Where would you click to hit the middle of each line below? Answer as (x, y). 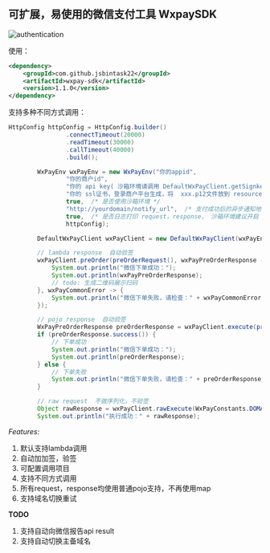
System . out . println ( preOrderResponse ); (118, 357)
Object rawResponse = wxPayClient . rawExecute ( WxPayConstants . (143, 409)
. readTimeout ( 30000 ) (100, 142)
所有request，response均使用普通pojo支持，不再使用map (115, 488)
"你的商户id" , (87, 179)
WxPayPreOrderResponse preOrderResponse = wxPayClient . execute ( (147, 327)
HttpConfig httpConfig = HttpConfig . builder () (88, 128)
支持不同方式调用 (48, 478)
